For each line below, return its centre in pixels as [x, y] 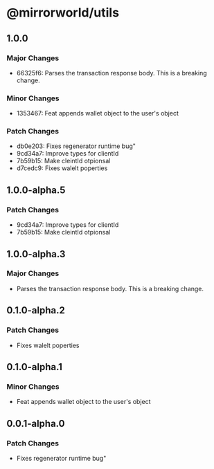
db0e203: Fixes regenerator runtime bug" [76, 146]
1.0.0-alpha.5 [36, 190]
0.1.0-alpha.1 [35, 367]
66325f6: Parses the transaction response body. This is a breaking [112, 73]
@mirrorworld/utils [63, 13]
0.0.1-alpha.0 [36, 423]
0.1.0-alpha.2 [36, 310]
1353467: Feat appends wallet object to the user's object [98, 113]
